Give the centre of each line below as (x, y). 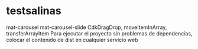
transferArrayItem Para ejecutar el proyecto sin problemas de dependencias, (99, 33)
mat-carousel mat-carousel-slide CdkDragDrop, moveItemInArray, (87, 27)
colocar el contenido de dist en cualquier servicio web (72, 40)
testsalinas (34, 11)
